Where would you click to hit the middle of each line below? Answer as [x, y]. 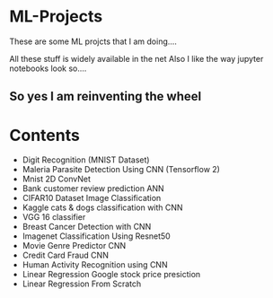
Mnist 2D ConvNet [57, 179]
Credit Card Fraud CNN [66, 255]
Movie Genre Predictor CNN [74, 246]
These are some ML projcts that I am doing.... [93, 41]
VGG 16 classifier [54, 217]
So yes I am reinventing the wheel [106, 96]
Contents [45, 135]
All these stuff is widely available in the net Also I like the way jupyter [136, 58]
